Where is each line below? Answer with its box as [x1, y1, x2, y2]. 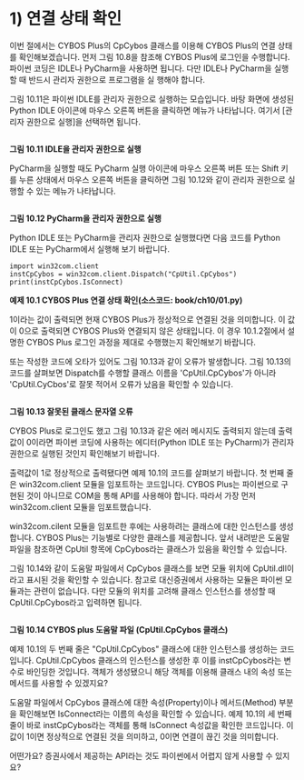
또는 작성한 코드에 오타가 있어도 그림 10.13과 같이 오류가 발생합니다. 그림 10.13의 [9, 355, 292, 366]
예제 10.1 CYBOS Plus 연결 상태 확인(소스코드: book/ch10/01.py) [9, 295, 243, 305]
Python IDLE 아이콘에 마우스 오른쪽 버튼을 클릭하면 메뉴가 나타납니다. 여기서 [9, 105, 280, 115]
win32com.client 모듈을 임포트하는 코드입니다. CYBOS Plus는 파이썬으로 [18, 478, 279, 489]
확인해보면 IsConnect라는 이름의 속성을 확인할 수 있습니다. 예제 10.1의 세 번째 [18, 708, 292, 719]
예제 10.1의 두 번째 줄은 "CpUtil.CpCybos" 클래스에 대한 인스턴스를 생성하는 [9, 643, 279, 655]
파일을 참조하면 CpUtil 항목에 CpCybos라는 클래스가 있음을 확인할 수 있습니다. [9, 543, 288, 555]
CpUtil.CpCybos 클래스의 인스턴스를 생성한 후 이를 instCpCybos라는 [35, 655, 282, 665]
